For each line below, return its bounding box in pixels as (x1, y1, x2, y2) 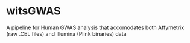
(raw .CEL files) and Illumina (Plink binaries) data (6, 30, 127, 37)
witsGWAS (6, 4, 61, 18)
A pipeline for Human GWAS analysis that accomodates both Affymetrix (6, 24, 185, 31)
